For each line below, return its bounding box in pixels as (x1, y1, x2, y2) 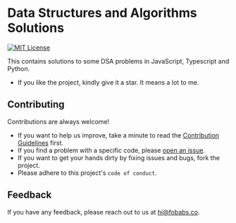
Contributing (7, 99, 65, 111)
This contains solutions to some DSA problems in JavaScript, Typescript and (7, 56, 230, 65)
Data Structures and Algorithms (7, 5, 197, 21)
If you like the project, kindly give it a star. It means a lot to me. (17, 78, 199, 86)
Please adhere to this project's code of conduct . (17, 168, 157, 177)
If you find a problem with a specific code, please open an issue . (17, 146, 206, 155)
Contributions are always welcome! (7, 117, 110, 126)
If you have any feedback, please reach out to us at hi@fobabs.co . (7, 207, 200, 216)
